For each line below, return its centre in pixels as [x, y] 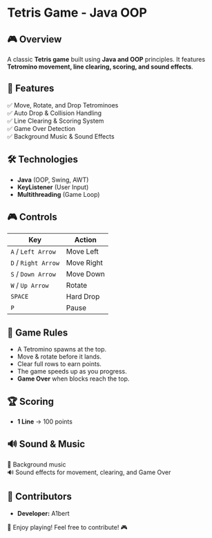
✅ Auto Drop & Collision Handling [55, 113]
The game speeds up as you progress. [72, 372]
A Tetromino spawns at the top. [62, 349]
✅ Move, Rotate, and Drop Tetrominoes [63, 105]
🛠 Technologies [42, 160]
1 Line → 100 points [45, 422]
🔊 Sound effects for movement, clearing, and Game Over [89, 472]
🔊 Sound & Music [46, 444]
